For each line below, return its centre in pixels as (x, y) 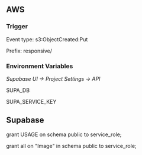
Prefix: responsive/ (29, 51)
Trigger (17, 27)
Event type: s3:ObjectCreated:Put (47, 39)
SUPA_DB (18, 90)
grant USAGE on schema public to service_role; (64, 134)
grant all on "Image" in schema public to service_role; (72, 146)
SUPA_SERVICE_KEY (31, 101)
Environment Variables (40, 66)
